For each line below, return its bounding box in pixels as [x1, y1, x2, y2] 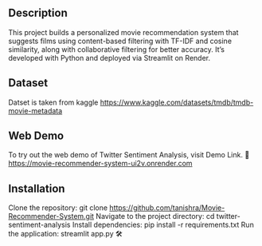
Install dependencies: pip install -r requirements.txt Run [72, 220, 255, 230]
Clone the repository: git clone [8, 203, 108, 212]
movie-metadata [8, 105, 63, 115]
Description [8, 6, 68, 20]
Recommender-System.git [8, 212, 94, 221]
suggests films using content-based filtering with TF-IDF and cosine [8, 36, 233, 46]
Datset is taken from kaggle [8, 97, 99, 107]
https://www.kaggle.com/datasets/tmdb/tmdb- [100, 97, 254, 107]
